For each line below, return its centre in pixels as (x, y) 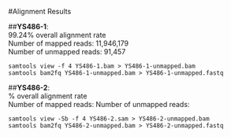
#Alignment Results (40, 11)
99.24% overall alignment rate (57, 35)
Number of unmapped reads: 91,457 (67, 52)
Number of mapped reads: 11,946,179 (68, 43)
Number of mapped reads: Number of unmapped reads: (99, 104)
